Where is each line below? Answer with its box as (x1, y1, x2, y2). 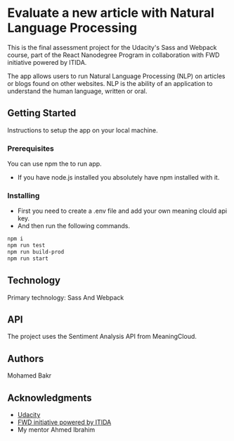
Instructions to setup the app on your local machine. (7, 125, 158, 135)
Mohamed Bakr (7, 371, 52, 380)
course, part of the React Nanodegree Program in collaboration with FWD (7, 51, 220, 59)
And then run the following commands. (17, 222, 130, 230)
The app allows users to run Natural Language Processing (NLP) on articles (7, 72, 226, 80)
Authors (7, 352, 44, 364)
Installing (7, 190, 40, 200)
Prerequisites (7, 143, 54, 153)
